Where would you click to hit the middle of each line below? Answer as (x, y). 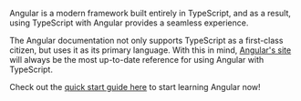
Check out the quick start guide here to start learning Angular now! (135, 87)
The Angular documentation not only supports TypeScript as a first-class (146, 40)
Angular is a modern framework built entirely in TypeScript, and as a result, (150, 13)
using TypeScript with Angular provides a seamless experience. (129, 23)
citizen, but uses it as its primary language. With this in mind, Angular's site (150, 50)
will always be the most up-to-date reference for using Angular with (137, 60)
